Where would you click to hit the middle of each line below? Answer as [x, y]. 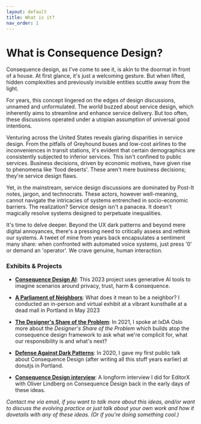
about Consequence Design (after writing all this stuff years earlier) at [101, 359]
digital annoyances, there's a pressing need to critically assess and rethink [98, 231]
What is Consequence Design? [85, 53]
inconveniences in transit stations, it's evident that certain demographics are [101, 151]
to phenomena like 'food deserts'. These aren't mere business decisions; [96, 170]
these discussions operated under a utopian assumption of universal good [98, 120]
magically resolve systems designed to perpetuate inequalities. [84, 213]
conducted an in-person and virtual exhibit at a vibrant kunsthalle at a [101, 304]
